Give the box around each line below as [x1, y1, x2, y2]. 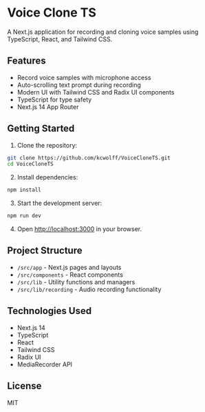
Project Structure [7, 245, 83, 257]
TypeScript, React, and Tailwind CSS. [7, 35, 113, 43]
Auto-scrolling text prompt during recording [17, 81, 141, 89]
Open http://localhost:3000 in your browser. [17, 225, 142, 233]
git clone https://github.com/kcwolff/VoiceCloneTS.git [7, 154, 171, 161]
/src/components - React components [17, 271, 124, 279]
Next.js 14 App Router [17, 102, 79, 111]
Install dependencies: [17, 173, 78, 182]
